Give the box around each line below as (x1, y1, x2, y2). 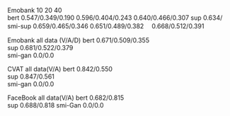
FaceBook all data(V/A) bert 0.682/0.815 (7, 93, 125, 102)
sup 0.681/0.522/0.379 (7, 44, 74, 52)
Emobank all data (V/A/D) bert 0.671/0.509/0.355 (7, 36, 150, 45)
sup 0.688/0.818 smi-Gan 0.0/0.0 (7, 101, 104, 109)
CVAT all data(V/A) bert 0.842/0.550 (7, 65, 113, 73)
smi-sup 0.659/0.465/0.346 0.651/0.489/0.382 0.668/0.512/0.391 (7, 22, 205, 30)
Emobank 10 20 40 (7, 6, 62, 14)
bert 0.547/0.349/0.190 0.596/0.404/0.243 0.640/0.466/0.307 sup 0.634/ (7, 13, 223, 22)
